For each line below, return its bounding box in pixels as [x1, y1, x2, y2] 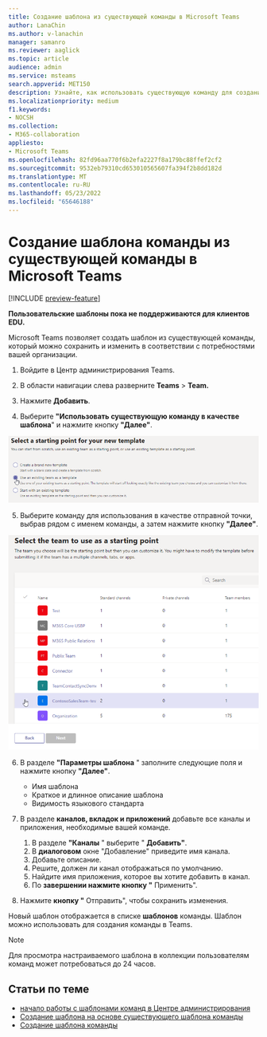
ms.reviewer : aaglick [8, 46, 80, 55]
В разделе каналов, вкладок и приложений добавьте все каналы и [19, 814, 250, 824]
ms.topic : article [8, 55, 69, 63]
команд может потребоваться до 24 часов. [8, 959, 157, 968]
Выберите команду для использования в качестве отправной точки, [19, 511, 253, 520]
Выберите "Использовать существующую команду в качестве [19, 411, 240, 421]
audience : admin [8, 64, 62, 72]
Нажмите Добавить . [19, 395, 91, 406]
